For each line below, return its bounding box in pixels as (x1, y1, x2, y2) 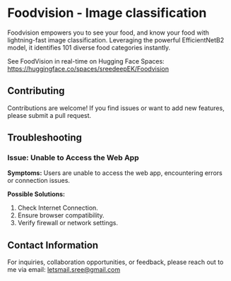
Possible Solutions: (7, 190, 66, 198)
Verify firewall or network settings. (17, 219, 119, 227)
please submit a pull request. (7, 111, 92, 119)
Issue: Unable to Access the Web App (7, 153, 139, 163)
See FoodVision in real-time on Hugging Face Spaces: (7, 56, 165, 65)
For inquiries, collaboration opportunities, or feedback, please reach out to (7, 258, 224, 266)
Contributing (7, 85, 65, 97)
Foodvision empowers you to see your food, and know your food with (7, 28, 210, 37)
